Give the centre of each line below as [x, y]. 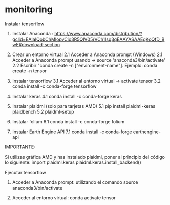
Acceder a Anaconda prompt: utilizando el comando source [75, 182]
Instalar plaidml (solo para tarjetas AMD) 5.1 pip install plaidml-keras [84, 106]
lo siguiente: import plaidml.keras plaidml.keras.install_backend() [73, 162]
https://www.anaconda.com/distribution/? [99, 33]
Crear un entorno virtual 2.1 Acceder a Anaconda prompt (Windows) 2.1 [87, 54]
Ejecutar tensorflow [26, 172]
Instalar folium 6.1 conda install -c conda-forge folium [68, 121]
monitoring [29, 10]
